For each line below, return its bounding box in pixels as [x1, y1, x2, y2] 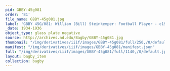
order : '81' [5, 12, 30, 17]
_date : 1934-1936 [5, 26, 42, 31]
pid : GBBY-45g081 [5, 7, 42, 12]
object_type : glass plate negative [5, 30, 80, 35]
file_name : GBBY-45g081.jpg [5, 16, 65, 21]
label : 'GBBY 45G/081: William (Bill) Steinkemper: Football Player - [5, 21, 157, 26]
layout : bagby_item [5, 53, 47, 59]
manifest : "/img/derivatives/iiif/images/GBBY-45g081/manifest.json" [5, 44, 155, 49]
